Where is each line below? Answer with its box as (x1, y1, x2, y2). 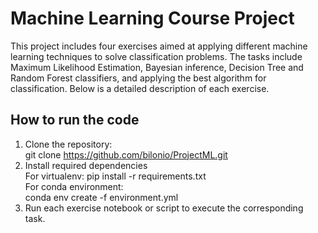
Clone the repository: (24, 138, 113, 150)
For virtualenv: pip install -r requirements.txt (24, 170, 207, 182)
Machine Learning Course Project (10, 7, 295, 30)
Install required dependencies (24, 159, 148, 171)
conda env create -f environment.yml (24, 191, 179, 203)
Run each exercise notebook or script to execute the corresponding (24, 202, 304, 214)
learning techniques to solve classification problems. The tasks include (10, 50, 303, 62)
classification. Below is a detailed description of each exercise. (10, 82, 270, 94)
